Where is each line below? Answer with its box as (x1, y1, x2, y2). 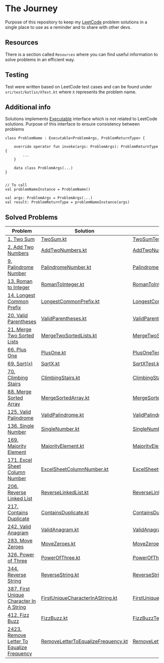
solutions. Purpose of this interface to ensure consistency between (5, 121, 140, 127)
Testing (5, 71, 29, 79)
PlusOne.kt (41, 350, 66, 356)
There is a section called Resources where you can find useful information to (5, 51, 158, 57)
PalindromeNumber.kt (41, 264, 91, 271)
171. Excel (7, 457, 33, 464)
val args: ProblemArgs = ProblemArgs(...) (5, 196, 93, 201)
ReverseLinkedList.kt (41, 489, 89, 496)
